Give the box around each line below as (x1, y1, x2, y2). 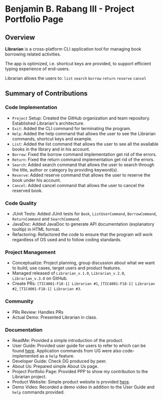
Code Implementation (5, 104, 57, 111)
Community (5, 298, 34, 305)
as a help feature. (39, 353, 74, 359)
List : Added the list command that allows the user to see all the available (12, 141, 159, 147)
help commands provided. (12, 389, 65, 395)
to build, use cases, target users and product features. (12, 265, 122, 271)
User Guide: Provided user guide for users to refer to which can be (12, 343, 146, 348)
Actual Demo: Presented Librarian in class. (12, 314, 98, 320)
